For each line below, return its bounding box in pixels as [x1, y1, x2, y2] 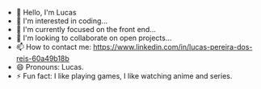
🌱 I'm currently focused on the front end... [15, 25, 156, 34]
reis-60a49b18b [15, 54, 70, 63]
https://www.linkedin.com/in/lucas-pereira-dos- [92, 42, 253, 51]
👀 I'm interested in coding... [15, 16, 107, 26]
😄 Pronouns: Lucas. [15, 63, 84, 71]
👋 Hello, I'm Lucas [15, 8, 77, 17]
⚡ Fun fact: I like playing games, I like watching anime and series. [15, 71, 233, 80]
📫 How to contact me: [15, 42, 91, 51]
